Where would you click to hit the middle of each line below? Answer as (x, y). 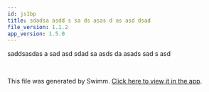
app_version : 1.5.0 (36, 34)
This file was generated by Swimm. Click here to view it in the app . (105, 81)
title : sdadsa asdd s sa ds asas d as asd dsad (79, 21)
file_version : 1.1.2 (38, 27)
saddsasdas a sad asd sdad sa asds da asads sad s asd (89, 54)
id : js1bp (22, 14)
